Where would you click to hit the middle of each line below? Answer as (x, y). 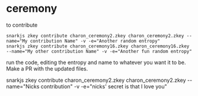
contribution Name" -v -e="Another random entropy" (95, 41)
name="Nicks (23, 86)
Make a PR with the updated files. (47, 68)
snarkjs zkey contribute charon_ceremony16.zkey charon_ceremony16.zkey (98, 46)
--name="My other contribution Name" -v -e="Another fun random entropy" (99, 51)
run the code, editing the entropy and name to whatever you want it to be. (96, 62)
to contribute (22, 25)
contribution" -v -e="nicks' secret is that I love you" (104, 86)
